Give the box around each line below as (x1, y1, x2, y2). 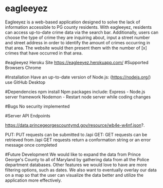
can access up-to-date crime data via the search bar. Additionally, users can (5, 29, 159, 35)
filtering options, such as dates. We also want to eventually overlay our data (5, 167, 157, 173)
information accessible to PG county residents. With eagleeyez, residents (5, 24, 152, 30)
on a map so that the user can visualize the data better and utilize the (5, 172, 144, 178)
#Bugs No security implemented (5, 103, 70, 109)
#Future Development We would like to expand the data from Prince (5, 151, 141, 157)
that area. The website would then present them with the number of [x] (5, 45, 147, 51)
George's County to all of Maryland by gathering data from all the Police (5, 156, 149, 162)
